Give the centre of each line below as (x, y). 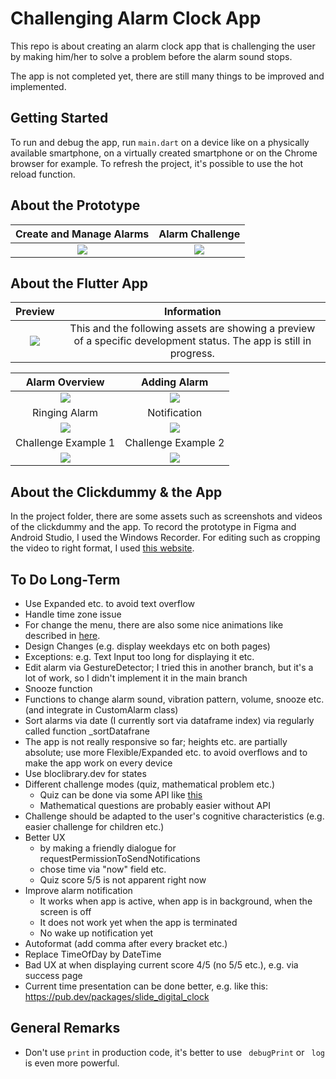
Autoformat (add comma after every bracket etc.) (126, 943)
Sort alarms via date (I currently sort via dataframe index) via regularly (169, 720)
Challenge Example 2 (174, 443)
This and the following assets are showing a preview (192, 329)
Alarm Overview (65, 382)
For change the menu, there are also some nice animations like (154, 625)
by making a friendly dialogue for (108, 848)
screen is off (65, 911)
